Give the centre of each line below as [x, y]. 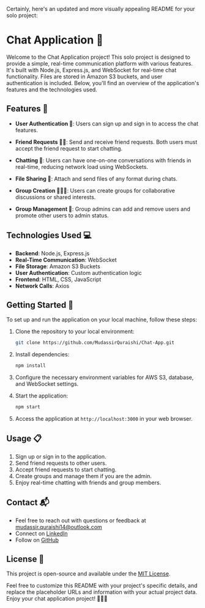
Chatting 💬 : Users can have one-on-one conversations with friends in [103, 160]
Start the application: [42, 396]
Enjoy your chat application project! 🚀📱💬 [57, 599]
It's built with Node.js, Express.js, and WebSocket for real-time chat [91, 70]
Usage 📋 [24, 439]
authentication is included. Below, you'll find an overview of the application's [103, 83]
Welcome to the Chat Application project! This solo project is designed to [99, 57]
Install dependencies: [42, 355]
